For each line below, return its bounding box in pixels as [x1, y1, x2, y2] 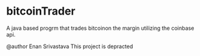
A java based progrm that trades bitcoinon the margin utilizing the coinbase [6, 24, 195, 32]
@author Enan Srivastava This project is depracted [6, 43, 133, 50]
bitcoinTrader [6, 4, 76, 18]
